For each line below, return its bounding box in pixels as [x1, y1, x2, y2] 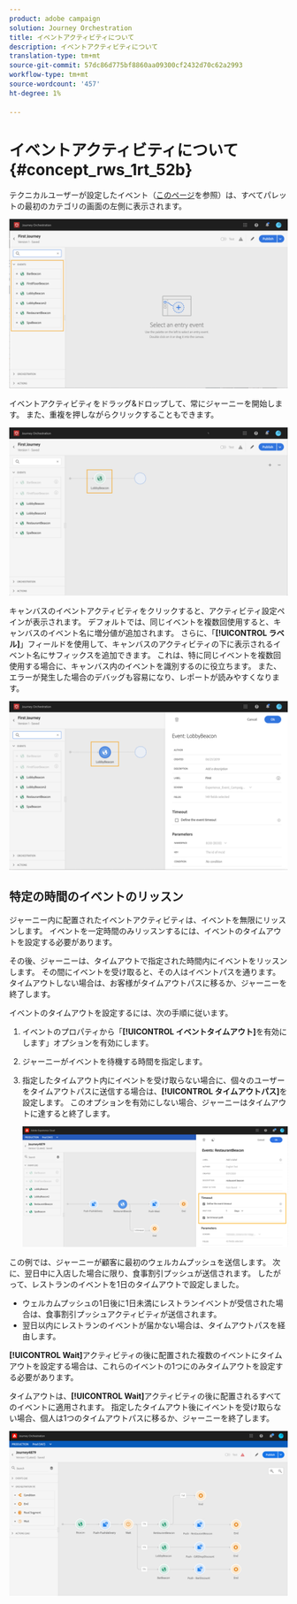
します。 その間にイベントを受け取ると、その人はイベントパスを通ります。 [9, 966, 281, 977]
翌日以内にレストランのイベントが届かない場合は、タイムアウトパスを [21, 1320, 278, 1331]
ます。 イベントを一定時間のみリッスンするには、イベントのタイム [24, 925, 267, 936]
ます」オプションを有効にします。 [29, 1037, 154, 1048]
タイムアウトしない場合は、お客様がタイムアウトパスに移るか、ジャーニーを [9, 978, 287, 988]
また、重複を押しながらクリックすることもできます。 [26, 409, 219, 419]
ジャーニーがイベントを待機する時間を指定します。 [21, 1055, 208, 1066]
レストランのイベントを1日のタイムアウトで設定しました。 [31, 1279, 245, 1290]
